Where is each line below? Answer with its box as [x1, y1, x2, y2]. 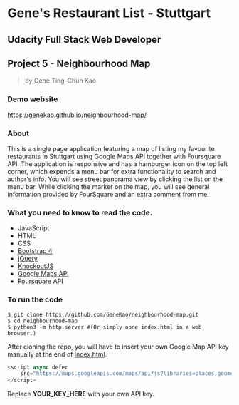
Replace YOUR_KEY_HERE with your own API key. [7, 390, 155, 399]
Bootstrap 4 [17, 247, 53, 255]
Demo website [7, 94, 58, 104]
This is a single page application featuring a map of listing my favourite [7, 144, 215, 153]
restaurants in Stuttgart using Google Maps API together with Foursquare [7, 152, 221, 160]
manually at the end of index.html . [7, 349, 107, 358]
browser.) [7, 329, 37, 337]
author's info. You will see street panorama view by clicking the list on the [7, 175, 223, 183]
